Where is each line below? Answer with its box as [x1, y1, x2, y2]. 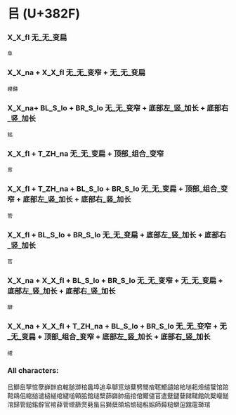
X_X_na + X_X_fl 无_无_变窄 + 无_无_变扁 [7, 67, 146, 77]
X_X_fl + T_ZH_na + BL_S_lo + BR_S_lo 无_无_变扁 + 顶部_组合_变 [7, 184, 228, 194]
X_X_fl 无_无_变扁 [7, 32, 67, 42]
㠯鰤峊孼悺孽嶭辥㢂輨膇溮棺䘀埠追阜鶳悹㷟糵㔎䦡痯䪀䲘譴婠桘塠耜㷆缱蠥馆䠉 [7, 383, 229, 391]
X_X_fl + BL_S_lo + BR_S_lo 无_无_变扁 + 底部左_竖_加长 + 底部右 [7, 230, 227, 239]
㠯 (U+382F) [7, 6, 81, 22]
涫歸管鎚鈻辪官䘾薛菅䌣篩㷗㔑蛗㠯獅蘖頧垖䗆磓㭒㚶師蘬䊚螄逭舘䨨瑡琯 [7, 400, 211, 409]
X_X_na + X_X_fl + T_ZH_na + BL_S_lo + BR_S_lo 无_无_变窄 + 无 [7, 322, 227, 331]
